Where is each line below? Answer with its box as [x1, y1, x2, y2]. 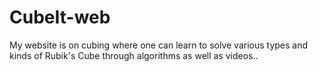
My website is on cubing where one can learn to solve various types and [9, 39, 309, 51]
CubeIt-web [9, 6, 111, 29]
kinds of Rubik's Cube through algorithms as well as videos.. [9, 49, 259, 61]
